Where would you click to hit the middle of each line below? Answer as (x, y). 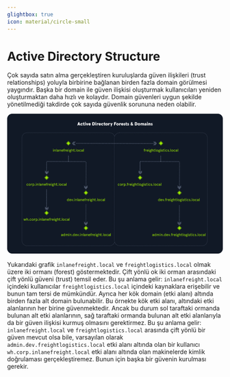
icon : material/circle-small (49, 22)
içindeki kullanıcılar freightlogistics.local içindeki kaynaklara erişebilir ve (114, 286)
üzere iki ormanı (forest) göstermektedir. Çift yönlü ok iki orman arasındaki (112, 272)
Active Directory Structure (84, 56)
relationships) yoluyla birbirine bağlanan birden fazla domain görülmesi (107, 83)
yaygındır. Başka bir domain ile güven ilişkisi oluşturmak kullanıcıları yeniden (114, 90)
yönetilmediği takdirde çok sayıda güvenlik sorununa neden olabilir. (102, 104)
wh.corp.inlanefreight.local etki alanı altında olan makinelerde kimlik (106, 352)
